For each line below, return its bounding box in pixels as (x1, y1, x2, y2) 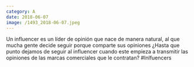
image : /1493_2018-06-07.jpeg (6, 19, 81, 25)
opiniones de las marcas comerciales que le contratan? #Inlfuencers (6, 54, 172, 62)
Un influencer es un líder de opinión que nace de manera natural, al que (6, 36, 180, 43)
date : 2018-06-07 (6, 14, 49, 20)
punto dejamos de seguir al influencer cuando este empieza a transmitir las (6, 48, 188, 55)
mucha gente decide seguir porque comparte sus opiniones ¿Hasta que (6, 42, 180, 49)
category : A (6, 8, 35, 15)
